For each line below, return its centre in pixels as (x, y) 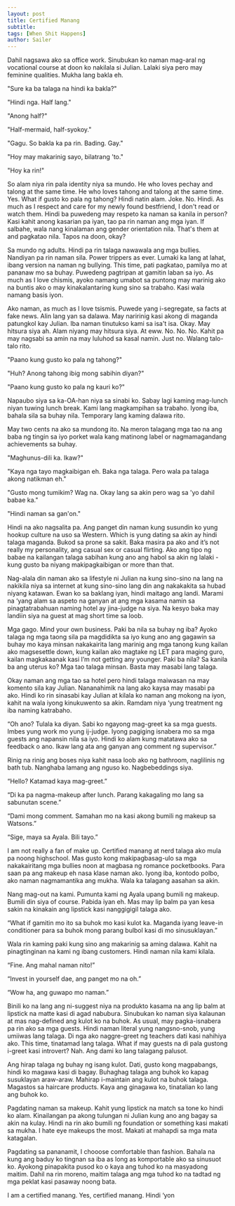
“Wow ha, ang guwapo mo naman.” (58, 993)
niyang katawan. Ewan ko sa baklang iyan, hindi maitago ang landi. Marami (115, 593)
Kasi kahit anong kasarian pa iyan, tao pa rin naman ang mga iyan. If (106, 222)
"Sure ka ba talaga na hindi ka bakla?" (62, 89)
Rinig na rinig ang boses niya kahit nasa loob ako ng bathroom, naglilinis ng (116, 760)
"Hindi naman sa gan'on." (44, 514)
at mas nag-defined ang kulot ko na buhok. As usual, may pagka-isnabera (114, 1021)
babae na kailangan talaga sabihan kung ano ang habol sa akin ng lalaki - (113, 558)
